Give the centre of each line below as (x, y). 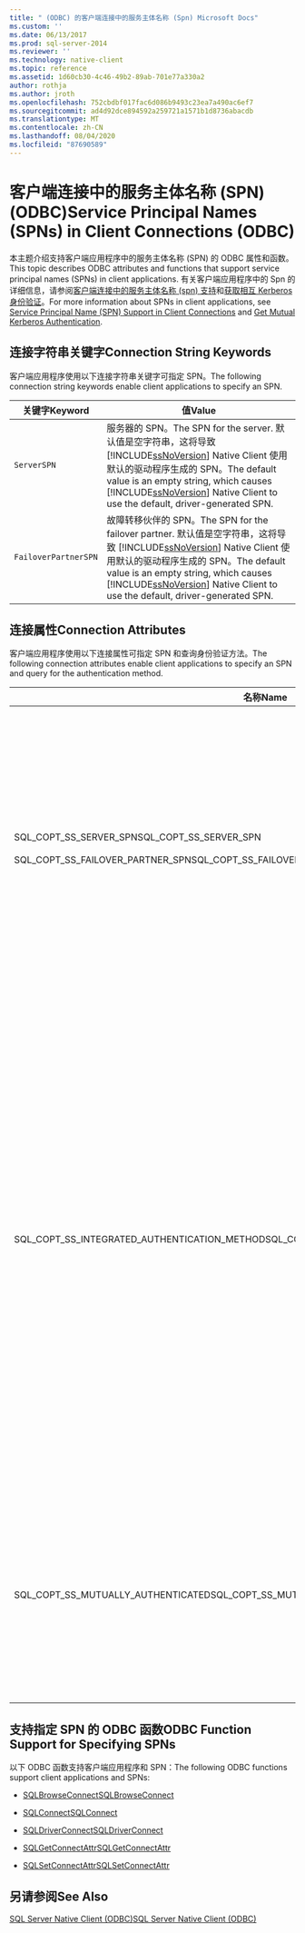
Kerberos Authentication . (56, 321)
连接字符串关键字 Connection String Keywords (141, 352)
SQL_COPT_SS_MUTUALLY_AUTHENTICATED (113, 1595)
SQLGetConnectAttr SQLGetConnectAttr (97, 1848)
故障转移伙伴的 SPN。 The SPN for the (187, 520)
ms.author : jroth (42, 94)
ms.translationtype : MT (54, 119)
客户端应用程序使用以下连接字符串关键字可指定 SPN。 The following (135, 376)
